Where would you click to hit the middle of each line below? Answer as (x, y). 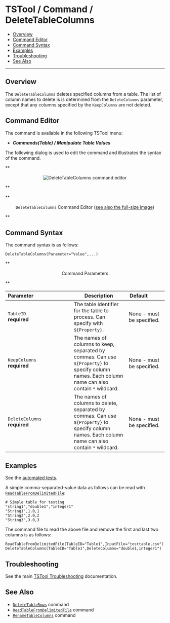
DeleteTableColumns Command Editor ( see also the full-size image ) (85, 207)
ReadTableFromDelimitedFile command (53, 610)
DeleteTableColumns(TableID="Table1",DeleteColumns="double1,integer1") (83, 548)
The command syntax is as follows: (42, 245)
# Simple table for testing (35, 502)
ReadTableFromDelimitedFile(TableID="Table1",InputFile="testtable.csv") (85, 544)
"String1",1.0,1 (22, 511)
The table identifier (96, 304)
